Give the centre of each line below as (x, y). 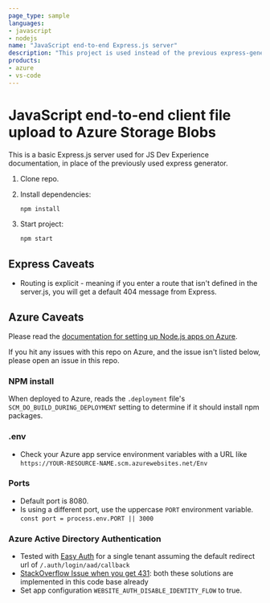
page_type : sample (39, 16)
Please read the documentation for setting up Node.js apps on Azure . (123, 336)
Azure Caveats (46, 317)
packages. (26, 416)
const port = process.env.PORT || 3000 (87, 519)
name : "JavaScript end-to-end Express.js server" (93, 46)
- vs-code (25, 75)
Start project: (42, 224)
